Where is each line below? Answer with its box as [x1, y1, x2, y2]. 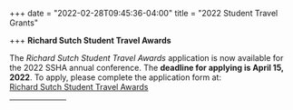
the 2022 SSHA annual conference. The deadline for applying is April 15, [9, 63, 284, 73]
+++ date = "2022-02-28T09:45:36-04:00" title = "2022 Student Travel [9, 8, 278, 18]
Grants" [9, 17, 39, 28]
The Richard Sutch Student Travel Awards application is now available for [9, 53, 284, 63]
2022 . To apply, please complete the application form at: [9, 72, 222, 83]
